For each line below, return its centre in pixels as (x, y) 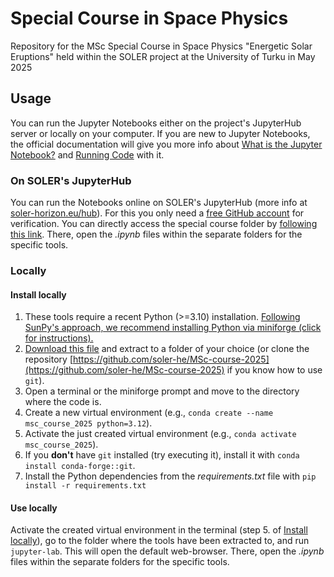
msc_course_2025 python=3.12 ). (88, 423)
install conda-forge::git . (80, 466)
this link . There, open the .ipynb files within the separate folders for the (156, 234)
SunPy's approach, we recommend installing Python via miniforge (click (173, 328)
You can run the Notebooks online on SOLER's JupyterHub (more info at (159, 203)
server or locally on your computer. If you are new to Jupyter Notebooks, (160, 133)
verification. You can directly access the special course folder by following (164, 224)
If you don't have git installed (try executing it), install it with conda (162, 455)
